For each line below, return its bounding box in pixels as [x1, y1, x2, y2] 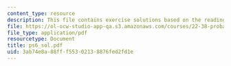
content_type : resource [7, 10, 76, 17]
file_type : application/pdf [7, 29, 88, 36]
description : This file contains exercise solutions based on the [7, 16, 201, 23]
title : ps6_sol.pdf [7, 42, 63, 49]
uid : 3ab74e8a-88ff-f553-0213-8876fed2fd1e [7, 49, 134, 56]
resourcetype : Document [7, 36, 76, 43]
